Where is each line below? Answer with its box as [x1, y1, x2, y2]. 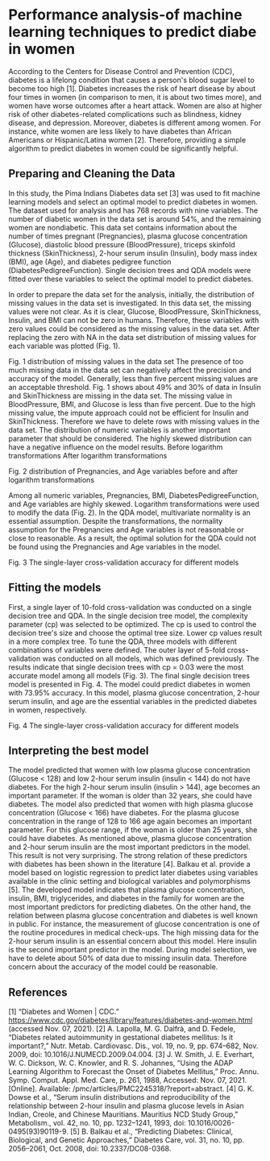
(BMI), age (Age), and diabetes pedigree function [8, 256, 172, 267]
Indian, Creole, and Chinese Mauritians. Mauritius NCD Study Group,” [8, 1109, 239, 1119]
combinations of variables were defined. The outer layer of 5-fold [8, 645, 226, 654]
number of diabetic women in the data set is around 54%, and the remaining [8, 214, 262, 223]
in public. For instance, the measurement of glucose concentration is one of [8, 919, 260, 929]
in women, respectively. [8, 705, 87, 715]
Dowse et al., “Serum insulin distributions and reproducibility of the [8, 1093, 231, 1102]
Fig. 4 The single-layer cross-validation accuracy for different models [8, 720, 239, 730]
